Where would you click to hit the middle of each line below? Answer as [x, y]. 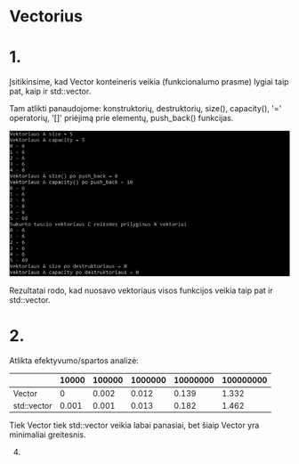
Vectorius [46, 16]
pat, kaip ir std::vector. [50, 92]
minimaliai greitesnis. [48, 435]
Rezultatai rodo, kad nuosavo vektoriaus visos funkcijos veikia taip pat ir [141, 290]
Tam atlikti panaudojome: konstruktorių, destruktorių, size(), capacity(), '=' [145, 109]
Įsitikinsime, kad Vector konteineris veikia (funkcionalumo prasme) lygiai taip [149, 82]
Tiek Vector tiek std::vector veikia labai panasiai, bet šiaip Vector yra [134, 426]
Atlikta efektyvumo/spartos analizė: [74, 360]
